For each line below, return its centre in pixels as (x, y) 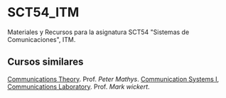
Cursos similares (45, 62)
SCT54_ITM (43, 12)
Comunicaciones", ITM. (42, 39)
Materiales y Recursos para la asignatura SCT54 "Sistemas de (98, 32)
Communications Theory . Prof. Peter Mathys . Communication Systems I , (113, 79)
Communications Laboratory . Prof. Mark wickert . (79, 87)
